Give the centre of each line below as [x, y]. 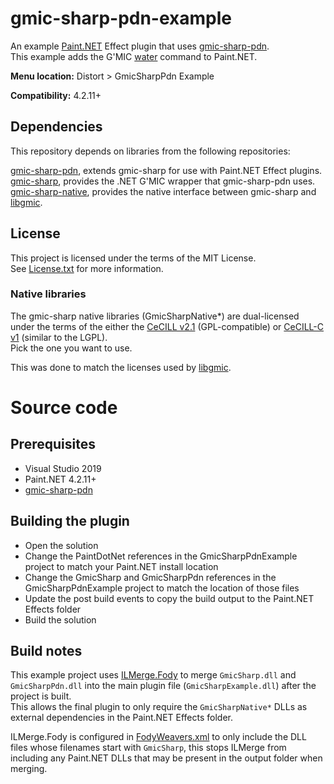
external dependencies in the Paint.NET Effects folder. [121, 718]
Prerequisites [53, 444]
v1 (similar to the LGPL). [59, 337]
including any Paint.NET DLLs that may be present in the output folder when [166, 758]
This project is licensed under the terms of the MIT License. [133, 258]
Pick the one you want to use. [71, 348]
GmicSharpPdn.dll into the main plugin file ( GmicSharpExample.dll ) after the [163, 686]
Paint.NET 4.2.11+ [60, 479]
